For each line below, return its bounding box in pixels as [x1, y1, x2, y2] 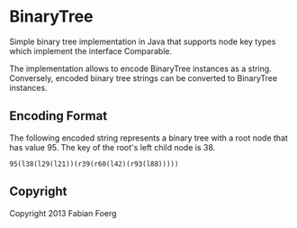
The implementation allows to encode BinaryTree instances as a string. [9, 63, 272, 74]
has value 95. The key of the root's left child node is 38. [9, 141, 216, 152]
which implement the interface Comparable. [9, 45, 173, 56]
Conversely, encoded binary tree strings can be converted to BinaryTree [9, 72, 277, 83]
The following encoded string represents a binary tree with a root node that [9, 132, 288, 143]
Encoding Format [9, 108, 108, 123]
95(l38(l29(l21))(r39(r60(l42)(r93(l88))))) [9, 160, 179, 169]
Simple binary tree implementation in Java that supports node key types [9, 36, 276, 47]
